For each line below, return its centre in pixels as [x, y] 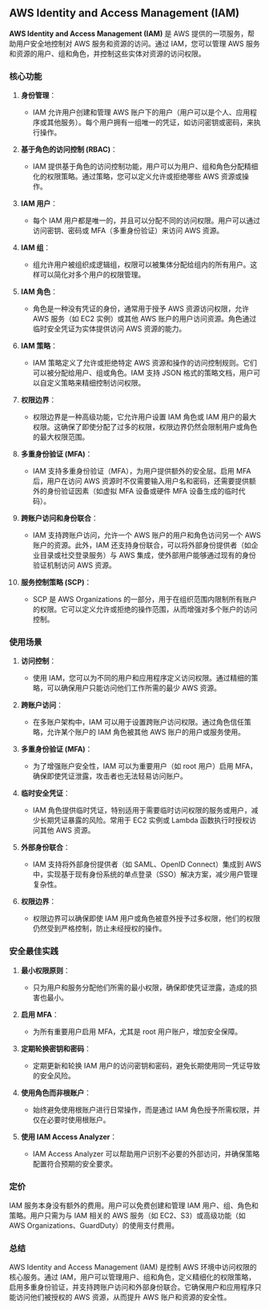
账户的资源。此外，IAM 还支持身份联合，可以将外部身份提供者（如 [142, 545]
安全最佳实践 [34, 951]
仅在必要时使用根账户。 [71, 1119]
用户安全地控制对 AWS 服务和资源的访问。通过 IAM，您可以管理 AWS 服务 [138, 43]
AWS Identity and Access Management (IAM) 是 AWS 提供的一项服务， [128, 33]
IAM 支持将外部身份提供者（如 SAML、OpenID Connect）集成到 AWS [147, 864]
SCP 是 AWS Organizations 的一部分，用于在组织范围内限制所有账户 [145, 600]
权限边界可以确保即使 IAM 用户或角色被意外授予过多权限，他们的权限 [147, 919]
